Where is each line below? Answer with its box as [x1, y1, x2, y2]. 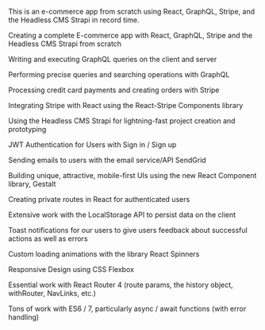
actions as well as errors [8, 234, 89, 243]
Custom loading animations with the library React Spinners [8, 250, 200, 258]
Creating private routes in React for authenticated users [8, 195, 190, 204]
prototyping [8, 125, 47, 134]
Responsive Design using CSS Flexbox [8, 265, 135, 274]
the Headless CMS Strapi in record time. [8, 15, 140, 25]
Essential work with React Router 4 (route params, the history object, [8, 280, 233, 289]
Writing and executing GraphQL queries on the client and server [8, 55, 217, 64]
